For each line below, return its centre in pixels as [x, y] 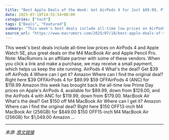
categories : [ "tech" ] [28, 19]
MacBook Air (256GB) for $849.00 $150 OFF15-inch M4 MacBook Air [77, 112]
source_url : [18, 33]
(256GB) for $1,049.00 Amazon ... [40, 117]
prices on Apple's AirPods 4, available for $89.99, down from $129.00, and [82, 90]
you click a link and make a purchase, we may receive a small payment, [79, 64]
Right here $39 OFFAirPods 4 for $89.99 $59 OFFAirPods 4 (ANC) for [77, 80]
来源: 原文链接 [20, 132]
